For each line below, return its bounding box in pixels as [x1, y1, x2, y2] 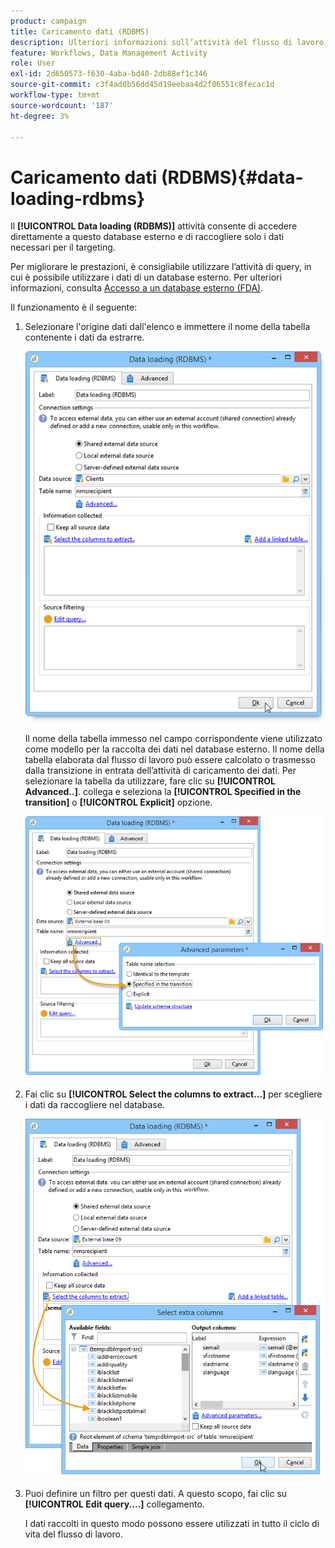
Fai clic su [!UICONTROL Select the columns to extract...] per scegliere [24, 1088, 323, 1100]
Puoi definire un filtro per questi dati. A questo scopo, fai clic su [24, 1488, 288, 1500]
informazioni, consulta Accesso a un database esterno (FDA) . [10, 282, 264, 294]
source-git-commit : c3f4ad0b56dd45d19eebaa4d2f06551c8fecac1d [10, 80, 275, 90]
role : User [10, 58, 56, 69]
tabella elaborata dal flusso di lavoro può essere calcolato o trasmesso [24, 754, 316, 766]
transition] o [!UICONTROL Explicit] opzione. [24, 796, 213, 809]
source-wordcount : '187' [10, 100, 114, 110]
